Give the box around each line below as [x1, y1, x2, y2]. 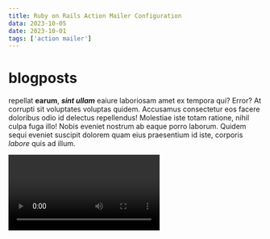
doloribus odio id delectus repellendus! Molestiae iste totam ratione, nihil [8, 113, 250, 123]
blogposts [8, 69, 78, 87]
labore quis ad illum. [8, 139, 76, 149]
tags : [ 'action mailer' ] [8, 34, 92, 43]
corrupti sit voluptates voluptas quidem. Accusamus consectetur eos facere [8, 104, 260, 114]
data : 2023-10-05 [8, 19, 67, 27]
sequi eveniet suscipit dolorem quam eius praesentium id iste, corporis [8, 130, 243, 140]
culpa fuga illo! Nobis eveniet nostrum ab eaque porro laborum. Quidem [8, 122, 247, 132]
